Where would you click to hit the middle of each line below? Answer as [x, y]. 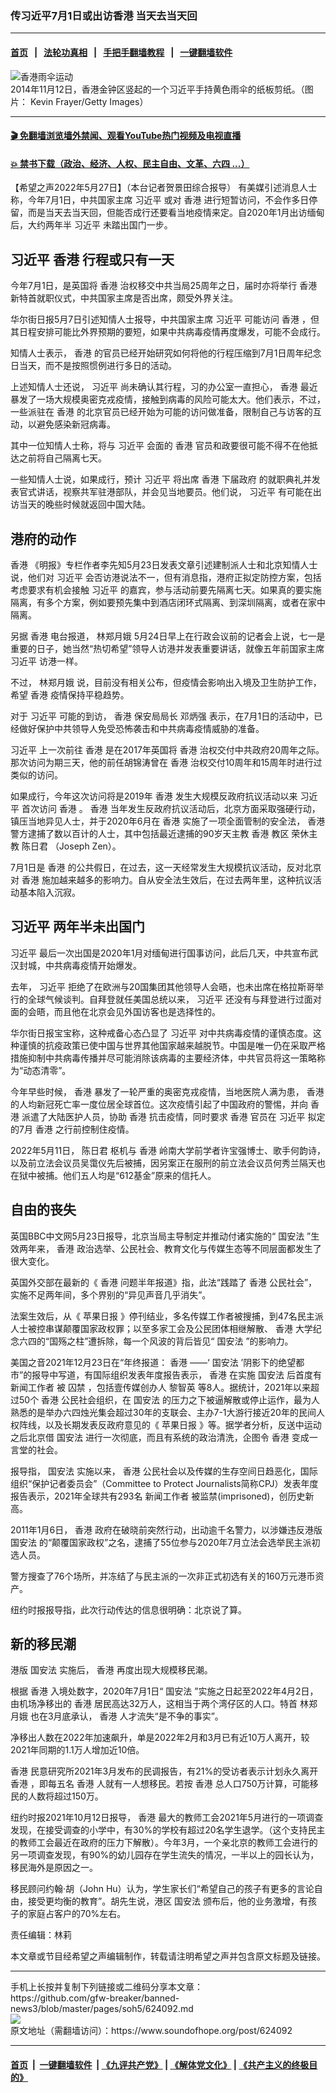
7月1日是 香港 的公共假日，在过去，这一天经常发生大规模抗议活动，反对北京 [166, 867]
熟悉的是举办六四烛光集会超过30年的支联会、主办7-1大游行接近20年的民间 [163, 1412]
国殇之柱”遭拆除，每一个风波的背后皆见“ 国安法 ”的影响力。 [171, 1341]
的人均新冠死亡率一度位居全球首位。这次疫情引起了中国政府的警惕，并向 [159, 1104]
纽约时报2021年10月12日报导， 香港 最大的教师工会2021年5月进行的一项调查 [167, 1818]
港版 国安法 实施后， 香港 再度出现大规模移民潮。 [111, 1670]
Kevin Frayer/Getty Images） [89, 101]
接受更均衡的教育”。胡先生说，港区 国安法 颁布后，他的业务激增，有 [168, 1901]
